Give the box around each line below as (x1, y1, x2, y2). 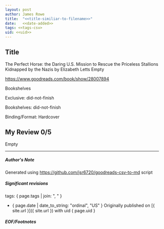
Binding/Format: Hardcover (5, 114, 60, 120)
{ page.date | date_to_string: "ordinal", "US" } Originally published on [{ (12, 202, 155, 208)
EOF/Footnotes (5, 219, 37, 225)
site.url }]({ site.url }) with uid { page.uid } (12, 207, 96, 213)
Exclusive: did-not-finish (5, 95, 55, 101)
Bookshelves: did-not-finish (5, 104, 61, 110)
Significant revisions (5, 180, 48, 186)
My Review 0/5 (5, 128, 52, 136)
